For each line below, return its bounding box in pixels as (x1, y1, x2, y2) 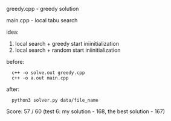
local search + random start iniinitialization (15, 46, 121, 54)
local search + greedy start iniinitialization (15, 40, 120, 47)
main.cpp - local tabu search (6, 17, 78, 23)
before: (6, 58, 25, 65)
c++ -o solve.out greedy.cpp (11, 70, 85, 76)
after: (6, 85, 20, 93)
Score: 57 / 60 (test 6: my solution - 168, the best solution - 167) (6, 108, 165, 115)
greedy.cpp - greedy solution (6, 5, 79, 12)
